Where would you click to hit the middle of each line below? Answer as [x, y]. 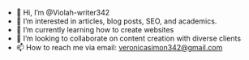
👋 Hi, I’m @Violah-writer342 [63, 13]
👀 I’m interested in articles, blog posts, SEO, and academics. [116, 21]
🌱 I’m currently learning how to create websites [95, 30]
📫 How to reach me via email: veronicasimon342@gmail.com [119, 47]
